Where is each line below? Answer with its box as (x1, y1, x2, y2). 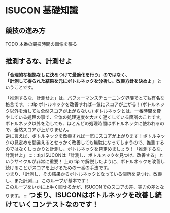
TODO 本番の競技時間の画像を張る (5, 41, 78, 47)
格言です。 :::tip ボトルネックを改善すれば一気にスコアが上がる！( (5, 101, 143, 107)
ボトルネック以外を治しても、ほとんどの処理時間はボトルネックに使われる (5, 120, 160, 126)
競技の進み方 (5, 26, 46, 35)
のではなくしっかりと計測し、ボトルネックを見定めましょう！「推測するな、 (5, 146, 165, 152)
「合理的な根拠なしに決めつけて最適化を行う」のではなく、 (5, 72, 130, 78)
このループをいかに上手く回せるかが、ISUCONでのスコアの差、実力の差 (5, 184, 156, 190)
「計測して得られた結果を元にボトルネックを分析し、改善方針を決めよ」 (5, 78, 156, 84)
